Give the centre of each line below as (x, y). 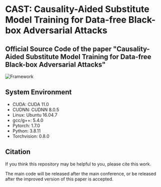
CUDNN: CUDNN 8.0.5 (36, 109)
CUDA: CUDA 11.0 (30, 104)
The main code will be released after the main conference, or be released (81, 173)
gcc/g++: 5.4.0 (28, 120)
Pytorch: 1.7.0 (26, 125)
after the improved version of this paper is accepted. (59, 179)
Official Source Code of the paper (58, 49)
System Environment (38, 92)
